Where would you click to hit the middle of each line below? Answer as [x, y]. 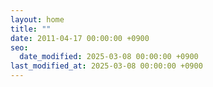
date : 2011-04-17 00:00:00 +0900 [80, 38]
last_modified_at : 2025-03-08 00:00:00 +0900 [106, 66]
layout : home [37, 19]
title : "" [31, 29]
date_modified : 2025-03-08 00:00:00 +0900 [109, 57]
